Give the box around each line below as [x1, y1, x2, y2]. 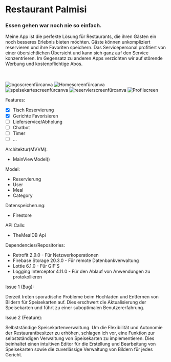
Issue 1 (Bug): [5, 284, 34, 290]
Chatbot [12, 124, 30, 130]
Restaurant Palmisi [5, 4, 87, 15]
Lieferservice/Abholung [12, 118, 63, 125]
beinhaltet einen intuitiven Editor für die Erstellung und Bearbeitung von [5, 340, 156, 347]
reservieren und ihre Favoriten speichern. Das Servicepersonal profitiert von [5, 45, 166, 51]
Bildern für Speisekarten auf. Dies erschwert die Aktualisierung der [5, 299, 146, 305]
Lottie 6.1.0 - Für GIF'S [12, 263, 60, 269]
